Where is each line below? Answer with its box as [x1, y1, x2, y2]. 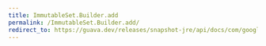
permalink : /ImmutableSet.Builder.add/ [8, 19, 140, 27]
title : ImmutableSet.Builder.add [8, 11, 119, 19]
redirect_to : [8, 26, 51, 34]
